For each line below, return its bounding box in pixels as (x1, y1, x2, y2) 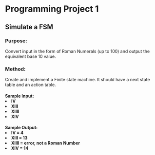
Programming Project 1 (5, 3, 99, 15)
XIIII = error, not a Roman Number (11, 140, 80, 146)
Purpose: (5, 37, 28, 44)
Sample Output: (5, 125, 38, 131)
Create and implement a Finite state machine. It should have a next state (5, 77, 150, 83)
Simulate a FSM (5, 23, 54, 31)
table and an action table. (5, 82, 56, 88)
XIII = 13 (11, 135, 28, 141)
